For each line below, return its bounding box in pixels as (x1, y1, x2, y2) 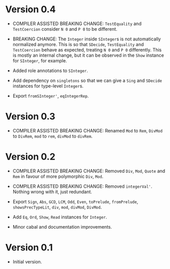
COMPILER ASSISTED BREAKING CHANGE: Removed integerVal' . (12, 183, 153, 189)
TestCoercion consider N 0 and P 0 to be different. (12, 26, 118, 32)
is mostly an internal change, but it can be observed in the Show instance (12, 52, 164, 58)
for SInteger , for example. (12, 57, 67, 63)
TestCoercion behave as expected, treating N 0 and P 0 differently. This (12, 47, 162, 53)
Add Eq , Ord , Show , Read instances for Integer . (12, 214, 107, 220)
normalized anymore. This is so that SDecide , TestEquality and (12, 41, 144, 47)
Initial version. (12, 258, 42, 264)
